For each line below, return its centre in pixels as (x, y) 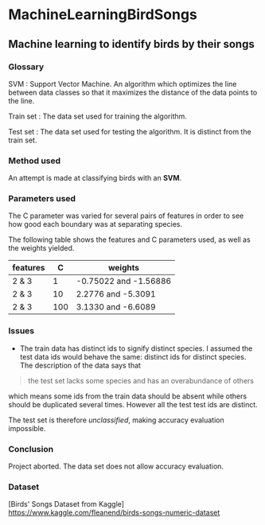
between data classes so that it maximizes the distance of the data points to (133, 92)
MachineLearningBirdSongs (103, 15)
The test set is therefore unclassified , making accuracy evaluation (116, 420)
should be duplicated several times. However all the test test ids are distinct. (133, 404)
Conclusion (31, 449)
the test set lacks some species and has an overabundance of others (141, 380)
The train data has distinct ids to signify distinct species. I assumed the (136, 348)
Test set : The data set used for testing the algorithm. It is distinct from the (130, 131)
